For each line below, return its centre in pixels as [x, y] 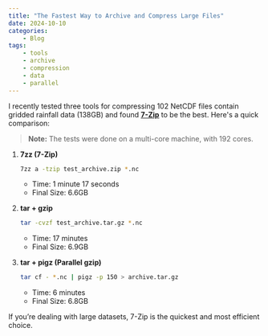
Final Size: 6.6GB [60, 193]
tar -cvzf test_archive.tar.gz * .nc [81, 223]
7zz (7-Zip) [39, 154]
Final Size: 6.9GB [60, 247]
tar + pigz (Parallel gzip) [61, 263]
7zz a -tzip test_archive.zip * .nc [79, 169]
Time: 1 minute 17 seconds [75, 184]
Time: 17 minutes [60, 239]
